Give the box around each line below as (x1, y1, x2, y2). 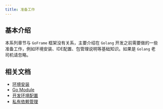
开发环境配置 (12, 93, 38, 98)
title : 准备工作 (5, 7, 35, 12)
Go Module (12, 87, 35, 93)
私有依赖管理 (12, 99, 38, 105)
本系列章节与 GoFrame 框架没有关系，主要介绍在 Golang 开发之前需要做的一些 (5, 40, 158, 46)
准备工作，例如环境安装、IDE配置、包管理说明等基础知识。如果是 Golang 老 (5, 46, 156, 52)
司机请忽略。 (5, 52, 31, 58)
